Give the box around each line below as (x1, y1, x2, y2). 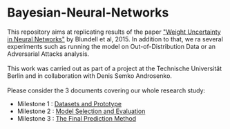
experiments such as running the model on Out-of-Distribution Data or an (7, 42, 216, 50)
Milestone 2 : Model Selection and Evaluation (17, 107, 146, 115)
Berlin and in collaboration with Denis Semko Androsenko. (7, 71, 173, 80)
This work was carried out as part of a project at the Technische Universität (7, 64, 222, 72)
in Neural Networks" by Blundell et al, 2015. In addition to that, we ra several (7, 34, 223, 43)
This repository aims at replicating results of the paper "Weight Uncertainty (7, 28, 221, 36)
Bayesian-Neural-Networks (7, 5, 169, 21)
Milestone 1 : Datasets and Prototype (17, 99, 122, 108)
